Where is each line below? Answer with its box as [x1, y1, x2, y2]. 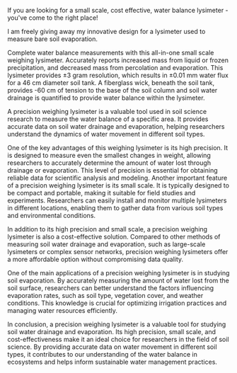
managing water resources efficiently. [7, 306, 118, 314]
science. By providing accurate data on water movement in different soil [7, 343, 217, 351]
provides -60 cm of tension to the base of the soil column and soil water [7, 86, 218, 94]
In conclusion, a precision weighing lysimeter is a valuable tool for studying [7, 320, 226, 328]
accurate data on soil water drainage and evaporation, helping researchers [7, 122, 225, 130]
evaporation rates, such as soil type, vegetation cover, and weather [7, 292, 204, 299]
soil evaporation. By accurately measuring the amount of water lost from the [7, 276, 230, 285]
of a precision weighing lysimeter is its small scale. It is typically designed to [7, 181, 230, 190]
